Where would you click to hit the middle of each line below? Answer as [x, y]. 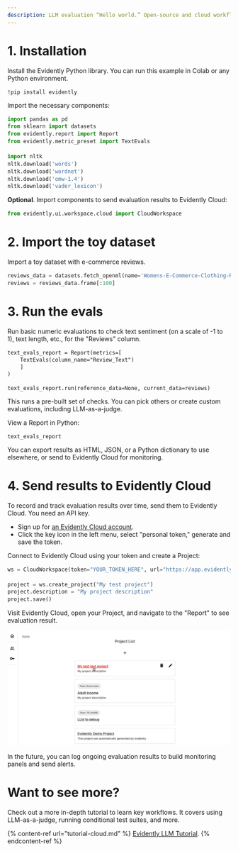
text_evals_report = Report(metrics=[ [64, 352]
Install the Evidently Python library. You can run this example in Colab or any [119, 70]
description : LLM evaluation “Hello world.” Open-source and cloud [109, 15]
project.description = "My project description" [80, 592]
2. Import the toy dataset [81, 242]
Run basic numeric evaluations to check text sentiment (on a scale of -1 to [115, 331]
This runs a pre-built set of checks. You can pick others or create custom [114, 401]
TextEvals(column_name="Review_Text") [77, 360]
